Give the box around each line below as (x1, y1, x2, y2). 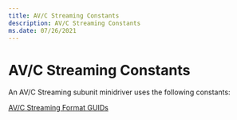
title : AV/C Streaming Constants (8, 11, 120, 20)
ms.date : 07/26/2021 (8, 26, 77, 34)
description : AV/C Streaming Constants (8, 19, 141, 27)
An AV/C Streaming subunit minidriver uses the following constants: (8, 87, 231, 97)
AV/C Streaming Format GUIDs (8, 103, 109, 113)
